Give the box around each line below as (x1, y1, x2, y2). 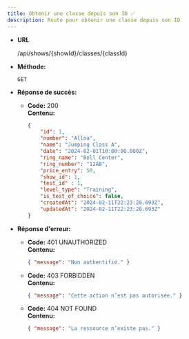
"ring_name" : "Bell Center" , (40, 154, 124, 161)
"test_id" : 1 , (40, 180, 84, 187)
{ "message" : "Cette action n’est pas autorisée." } (27, 292, 183, 299)
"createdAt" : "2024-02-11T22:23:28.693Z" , (40, 199, 164, 206)
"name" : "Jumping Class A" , (40, 141, 121, 149)
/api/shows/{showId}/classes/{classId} (17, 49, 128, 57)
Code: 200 (27, 101, 59, 109)
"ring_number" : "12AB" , (40, 161, 108, 167)
